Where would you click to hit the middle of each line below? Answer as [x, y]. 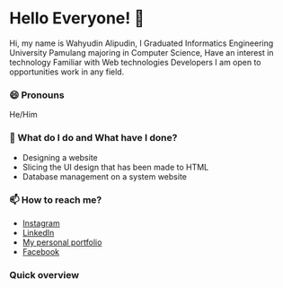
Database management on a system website [104, 176]
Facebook [41, 251]
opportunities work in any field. [67, 72]
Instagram [41, 223]
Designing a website [60, 157]
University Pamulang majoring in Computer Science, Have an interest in [141, 52]
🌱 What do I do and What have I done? [93, 138]
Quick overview [44, 275]
